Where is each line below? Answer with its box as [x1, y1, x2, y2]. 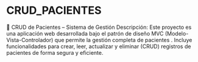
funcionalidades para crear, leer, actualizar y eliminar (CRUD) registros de [6, 43, 191, 50]
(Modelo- [164, 29, 189, 37]
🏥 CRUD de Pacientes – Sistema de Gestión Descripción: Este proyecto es [6, 23, 192, 31]
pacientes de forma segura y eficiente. [6, 49, 104, 56]
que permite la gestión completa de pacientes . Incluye [54, 36, 193, 43]
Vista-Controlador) [6, 36, 54, 43]
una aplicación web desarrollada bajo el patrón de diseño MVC [6, 29, 164, 37]
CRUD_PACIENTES [6, 4, 102, 17]
